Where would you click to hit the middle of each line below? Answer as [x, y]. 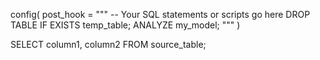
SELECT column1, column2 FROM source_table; [108, 44]
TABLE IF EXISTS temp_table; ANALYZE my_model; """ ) [125, 25]
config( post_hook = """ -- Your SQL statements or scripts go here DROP [160, 14]
